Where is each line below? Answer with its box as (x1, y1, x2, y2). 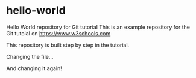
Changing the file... (6, 53, 54, 60)
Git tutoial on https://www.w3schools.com (6, 29, 111, 37)
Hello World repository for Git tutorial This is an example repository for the (6, 23, 191, 31)
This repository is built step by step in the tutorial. (6, 41, 130, 49)
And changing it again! (6, 64, 62, 72)
